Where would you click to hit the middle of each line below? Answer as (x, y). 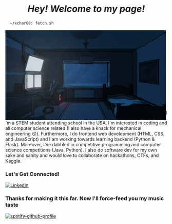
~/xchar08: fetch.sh (32, 23)
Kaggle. (14, 161)
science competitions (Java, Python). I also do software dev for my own (81, 150)
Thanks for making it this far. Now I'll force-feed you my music (85, 198)
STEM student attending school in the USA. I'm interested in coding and (91, 123)
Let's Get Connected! (33, 174)
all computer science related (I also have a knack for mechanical (73, 128)
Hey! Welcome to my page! (86, 9)
